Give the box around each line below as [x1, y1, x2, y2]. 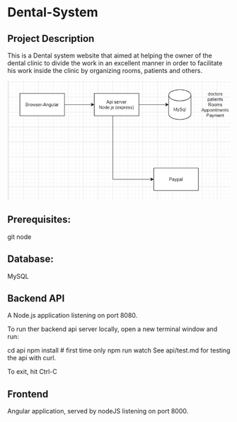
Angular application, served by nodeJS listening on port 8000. [7, 407, 189, 416]
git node [7, 232, 32, 241]
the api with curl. [7, 354, 57, 362]
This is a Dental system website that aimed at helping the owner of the [7, 51, 212, 60]
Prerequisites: [7, 213, 71, 226]
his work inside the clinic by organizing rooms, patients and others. [7, 67, 203, 74]
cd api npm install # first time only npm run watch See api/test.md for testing [7, 346, 231, 355]
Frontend [7, 388, 49, 400]
